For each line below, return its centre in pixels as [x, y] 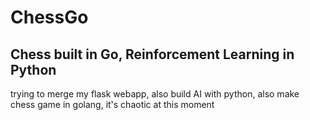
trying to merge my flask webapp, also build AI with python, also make [155, 94]
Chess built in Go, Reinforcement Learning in [152, 54]
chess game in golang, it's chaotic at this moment [112, 104]
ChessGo [49, 17]
